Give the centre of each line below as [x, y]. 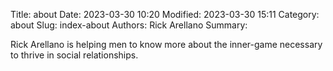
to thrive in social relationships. [74, 55]
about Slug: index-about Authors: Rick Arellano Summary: [129, 25]
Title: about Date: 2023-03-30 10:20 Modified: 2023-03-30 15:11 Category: [165, 14]
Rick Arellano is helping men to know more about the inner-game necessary [166, 44]
